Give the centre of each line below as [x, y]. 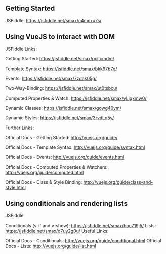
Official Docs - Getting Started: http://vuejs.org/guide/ [61, 137]
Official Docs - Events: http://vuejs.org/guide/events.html [65, 157]
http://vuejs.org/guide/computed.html [45, 172]
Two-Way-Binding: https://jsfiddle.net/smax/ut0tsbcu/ [61, 88]
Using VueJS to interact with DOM [60, 37]
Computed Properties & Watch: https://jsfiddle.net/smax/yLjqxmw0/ [76, 98]
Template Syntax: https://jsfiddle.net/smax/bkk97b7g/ [61, 69]
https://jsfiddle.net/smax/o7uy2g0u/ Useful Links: [57, 231]
